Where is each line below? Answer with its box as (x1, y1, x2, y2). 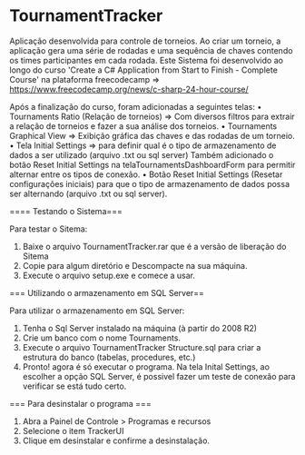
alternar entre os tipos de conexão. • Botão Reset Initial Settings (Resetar (9, 169, 283, 180)
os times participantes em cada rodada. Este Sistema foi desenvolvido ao (9, 54, 284, 65)
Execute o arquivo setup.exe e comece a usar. (22, 270, 195, 281)
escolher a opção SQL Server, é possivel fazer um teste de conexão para (22, 371, 296, 381)
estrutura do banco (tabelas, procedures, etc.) (22, 351, 196, 362)
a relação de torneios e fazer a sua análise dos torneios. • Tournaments (9, 120, 278, 132)
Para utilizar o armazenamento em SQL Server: (9, 305, 185, 316)
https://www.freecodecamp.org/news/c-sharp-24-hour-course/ (9, 84, 250, 94)
